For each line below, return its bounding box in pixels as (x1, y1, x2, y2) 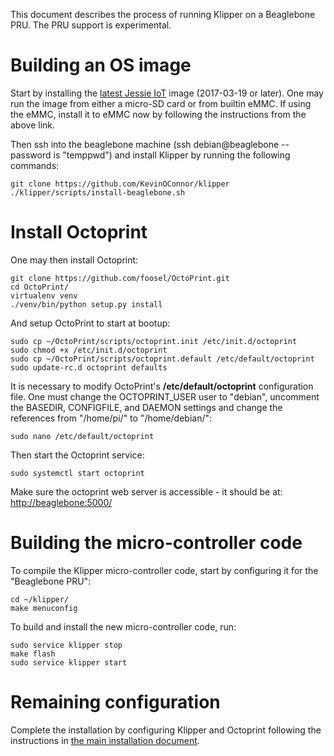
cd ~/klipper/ (10, 594, 70, 604)
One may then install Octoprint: (10, 254, 139, 266)
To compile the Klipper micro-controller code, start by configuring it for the (10, 564, 319, 576)
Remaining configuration (10, 691, 221, 713)
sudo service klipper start (10, 657, 128, 668)
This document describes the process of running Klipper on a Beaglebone (10, 9, 316, 20)
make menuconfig (10, 603, 78, 613)
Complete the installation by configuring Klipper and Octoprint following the (10, 724, 322, 736)
